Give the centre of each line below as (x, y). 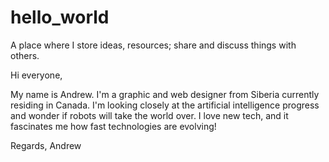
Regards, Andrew (46, 145)
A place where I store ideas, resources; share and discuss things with (153, 45)
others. (25, 55)
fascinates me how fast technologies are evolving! (113, 126)
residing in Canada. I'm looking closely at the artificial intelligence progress (165, 105)
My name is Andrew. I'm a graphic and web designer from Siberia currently (165, 94)
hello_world (60, 17)
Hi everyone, (36, 75)
